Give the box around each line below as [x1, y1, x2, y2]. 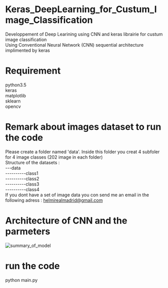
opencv [5, 103, 21, 110]
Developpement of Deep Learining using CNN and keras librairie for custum [5, 31, 163, 37]
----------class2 [5, 175, 39, 182]
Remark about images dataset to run [5, 121, 161, 133]
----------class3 [5, 181, 39, 187]
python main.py [5, 277, 38, 283]
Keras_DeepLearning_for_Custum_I [5, 4, 157, 15]
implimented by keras [5, 47, 50, 53]
